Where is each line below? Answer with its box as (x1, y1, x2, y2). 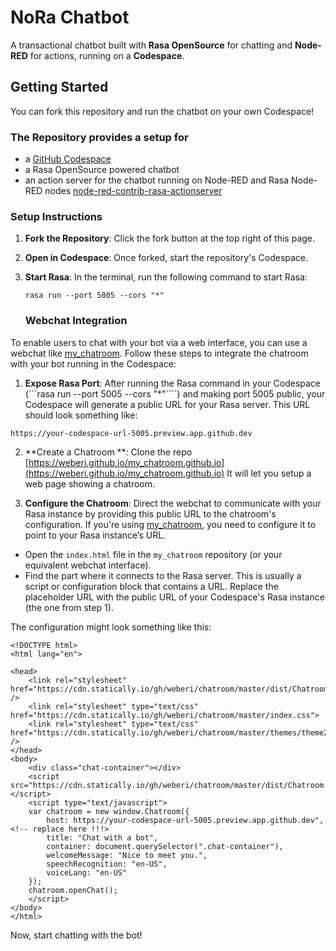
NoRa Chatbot (10, 6, 130, 29)
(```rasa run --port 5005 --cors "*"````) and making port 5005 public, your (24, 387, 326, 400)
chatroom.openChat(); (28, 885, 118, 895)
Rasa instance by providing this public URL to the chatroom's (24, 507, 277, 520)
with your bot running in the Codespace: (10, 357, 177, 370)
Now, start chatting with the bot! (10, 929, 143, 941)
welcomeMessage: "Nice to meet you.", (46, 850, 208, 860)
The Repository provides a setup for (10, 130, 189, 144)
